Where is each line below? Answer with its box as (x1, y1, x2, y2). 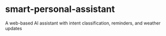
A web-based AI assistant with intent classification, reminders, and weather (5, 20, 161, 26)
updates (5, 25, 22, 31)
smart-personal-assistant (5, 3, 115, 15)
